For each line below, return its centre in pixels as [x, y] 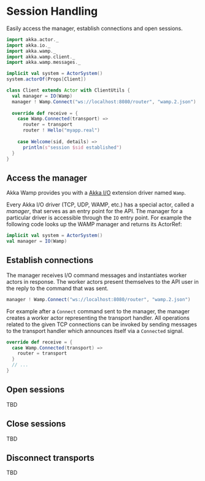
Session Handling [52, 11]
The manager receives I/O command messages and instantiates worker [97, 275]
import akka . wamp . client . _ [41, 57]
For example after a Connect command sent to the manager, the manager [98, 311]
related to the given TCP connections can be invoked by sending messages [102, 324]
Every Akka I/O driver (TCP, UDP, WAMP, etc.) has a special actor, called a [100, 205]
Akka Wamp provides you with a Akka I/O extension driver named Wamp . [96, 193]
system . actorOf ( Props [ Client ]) [46, 79]
